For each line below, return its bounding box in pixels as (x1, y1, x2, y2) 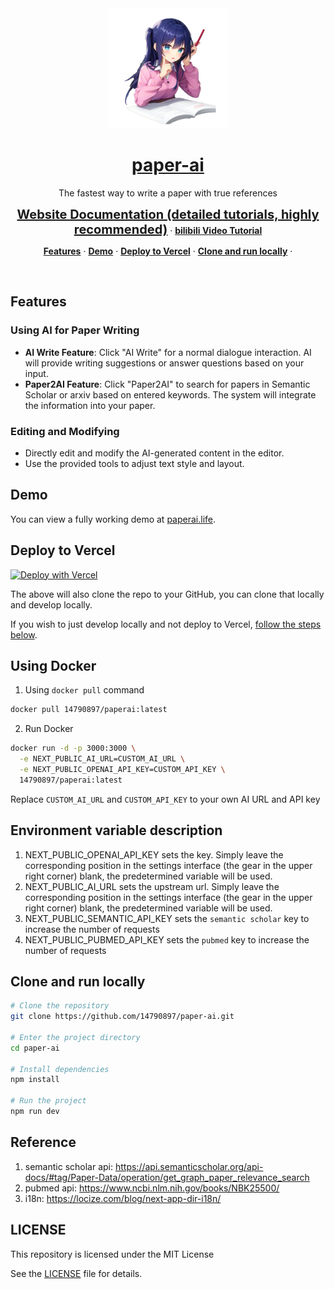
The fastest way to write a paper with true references (58, 187, 278, 199)
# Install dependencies (10, 1064, 110, 1074)
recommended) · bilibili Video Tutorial (73, 221, 263, 237)
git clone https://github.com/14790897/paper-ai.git (10, 1012, 235, 1022)
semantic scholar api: (24, 1160, 114, 1172)
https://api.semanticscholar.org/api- (114, 1160, 264, 1172)
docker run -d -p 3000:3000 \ (10, 743, 137, 754)
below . (10, 628, 38, 641)
